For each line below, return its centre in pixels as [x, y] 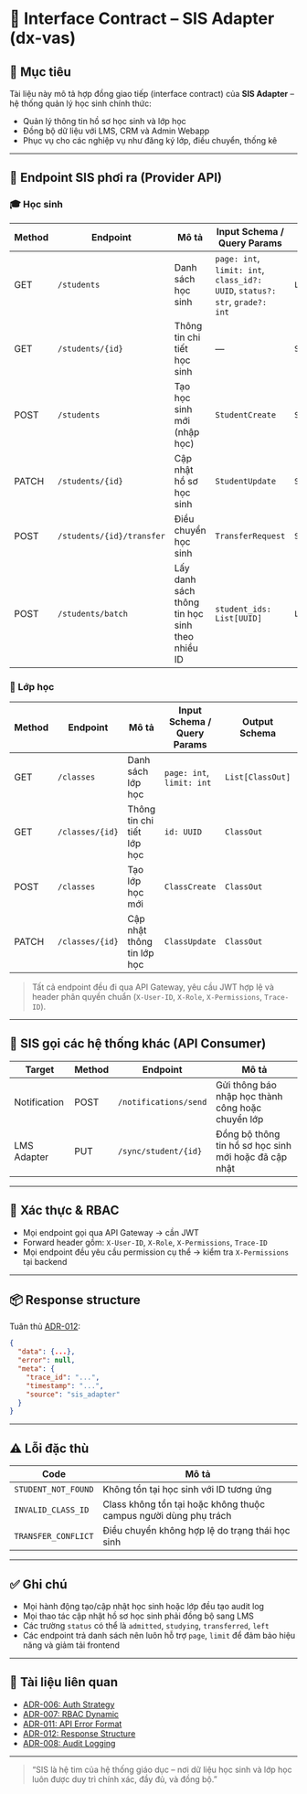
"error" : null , [47, 1361]
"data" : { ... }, [47, 1352]
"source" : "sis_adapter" [73, 1394]
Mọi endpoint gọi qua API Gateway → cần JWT [111, 1232]
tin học [189, 613]
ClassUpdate [190, 941]
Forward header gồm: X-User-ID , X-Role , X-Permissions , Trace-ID [145, 1242]
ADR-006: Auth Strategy [69, 1704]
